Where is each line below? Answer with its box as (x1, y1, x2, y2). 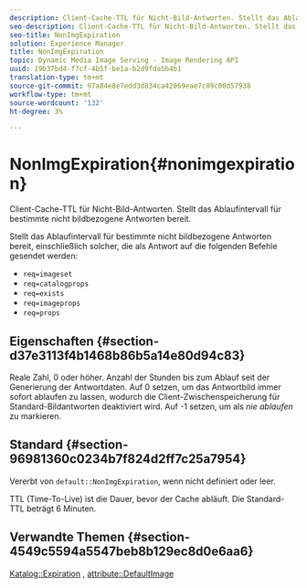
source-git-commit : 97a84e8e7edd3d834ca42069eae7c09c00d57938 (9, 81, 251, 90)
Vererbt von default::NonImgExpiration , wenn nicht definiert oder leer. (9, 476, 276, 487)
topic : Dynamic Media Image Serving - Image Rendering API (9, 56, 239, 65)
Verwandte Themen (9, 530, 125, 545)
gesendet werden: (9, 250, 79, 261)
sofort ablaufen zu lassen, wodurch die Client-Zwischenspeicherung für (9, 392, 281, 402)
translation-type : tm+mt (9, 73, 104, 82)
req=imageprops (22, 299, 81, 309)
